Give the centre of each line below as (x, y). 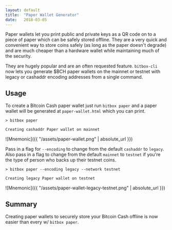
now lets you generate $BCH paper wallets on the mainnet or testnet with (83, 72)
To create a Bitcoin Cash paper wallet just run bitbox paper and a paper (81, 105)
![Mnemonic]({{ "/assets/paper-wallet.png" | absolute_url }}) (69, 139)
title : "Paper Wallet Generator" (42, 15)
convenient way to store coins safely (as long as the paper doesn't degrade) (86, 45)
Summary (21, 204)
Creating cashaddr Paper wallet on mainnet (53, 130)
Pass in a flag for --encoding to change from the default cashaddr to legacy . (85, 149)
